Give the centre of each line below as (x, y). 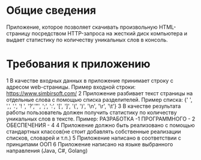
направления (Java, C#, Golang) (47, 150)
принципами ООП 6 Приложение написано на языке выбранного (90, 144)
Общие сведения (51, 10)
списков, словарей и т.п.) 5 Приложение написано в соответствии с (94, 138)
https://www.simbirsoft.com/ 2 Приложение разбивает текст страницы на (100, 93)
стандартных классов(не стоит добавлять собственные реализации (94, 131)
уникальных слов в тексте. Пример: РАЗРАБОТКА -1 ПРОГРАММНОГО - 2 (101, 119)
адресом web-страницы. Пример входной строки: (71, 87)
